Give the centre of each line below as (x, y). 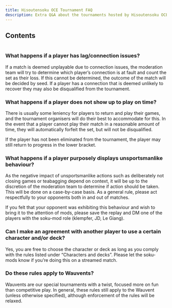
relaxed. (14, 301)
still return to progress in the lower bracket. (51, 145)
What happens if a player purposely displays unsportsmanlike (84, 158)
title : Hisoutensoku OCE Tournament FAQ (49, 10)
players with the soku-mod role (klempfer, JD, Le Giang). (65, 218)
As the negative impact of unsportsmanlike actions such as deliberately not (85, 176)
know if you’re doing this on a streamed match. (68, 260)
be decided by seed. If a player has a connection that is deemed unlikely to (84, 83)
